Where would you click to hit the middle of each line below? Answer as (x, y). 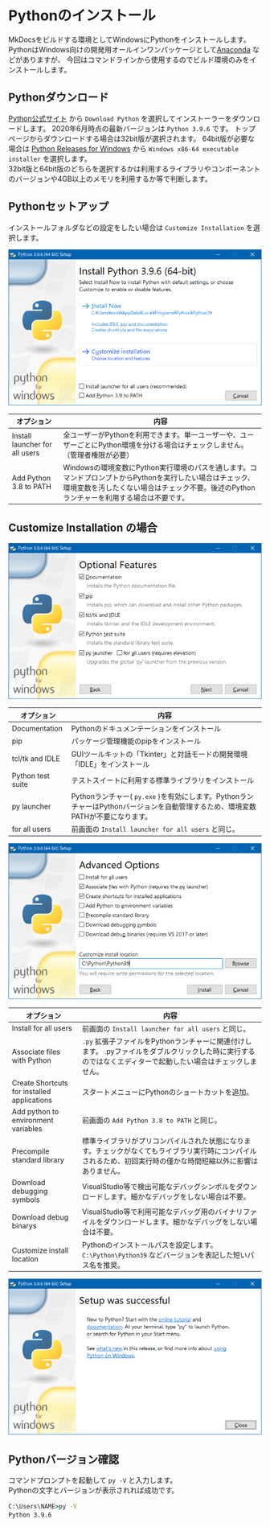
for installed (31, 1092)
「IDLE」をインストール (110, 763)
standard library (38, 1159)
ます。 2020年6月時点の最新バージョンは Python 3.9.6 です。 (131, 128)
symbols (26, 1200)
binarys (24, 1226)
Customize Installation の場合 (83, 527)
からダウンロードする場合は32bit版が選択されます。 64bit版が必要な (142, 138)
